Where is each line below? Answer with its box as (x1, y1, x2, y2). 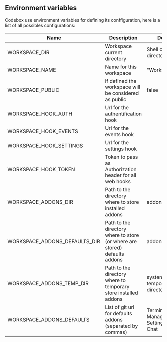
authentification (105, 110, 142, 117)
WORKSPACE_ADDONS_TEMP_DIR (7, 280, 89, 287)
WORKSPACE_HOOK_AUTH (7, 110, 73, 117)
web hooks (105, 178, 131, 185)
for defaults (105, 310, 132, 317)
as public (105, 96, 127, 103)
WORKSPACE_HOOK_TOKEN (7, 166, 75, 172)
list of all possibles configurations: (5, 22, 76, 28)
